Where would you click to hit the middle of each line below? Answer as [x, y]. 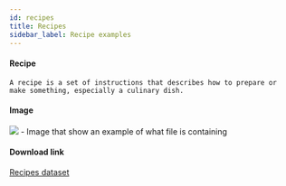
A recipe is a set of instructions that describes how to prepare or [143, 82]
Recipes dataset [39, 172]
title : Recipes [38, 26]
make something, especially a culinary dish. [96, 90]
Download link [37, 152]
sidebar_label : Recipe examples [70, 34]
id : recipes [32, 18]
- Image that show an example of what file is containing [124, 131]
